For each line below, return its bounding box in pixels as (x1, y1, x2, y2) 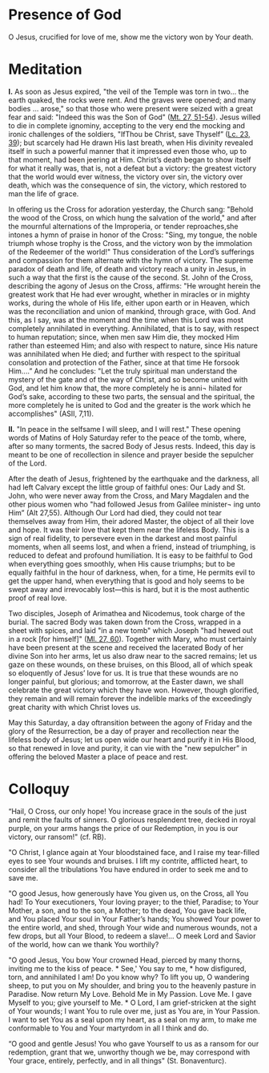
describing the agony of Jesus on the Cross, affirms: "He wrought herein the (8, 280, 261, 290)
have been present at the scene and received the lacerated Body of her (8, 643, 244, 652)
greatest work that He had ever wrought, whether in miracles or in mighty (8, 289, 251, 299)
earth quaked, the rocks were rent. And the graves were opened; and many (8, 95, 256, 105)
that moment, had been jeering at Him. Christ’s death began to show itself (8, 155, 251, 164)
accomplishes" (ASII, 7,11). (8, 409, 94, 418)
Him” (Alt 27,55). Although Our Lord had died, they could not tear (8, 507, 223, 518)
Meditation (8, 60, 82, 79)
